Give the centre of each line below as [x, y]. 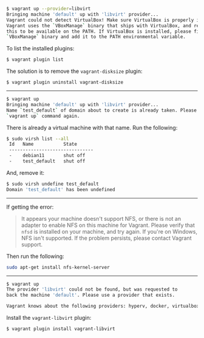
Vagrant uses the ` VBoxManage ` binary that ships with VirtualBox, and [99, 25]
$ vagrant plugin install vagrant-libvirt [61, 329]
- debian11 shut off [47, 156]
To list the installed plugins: [40, 49]
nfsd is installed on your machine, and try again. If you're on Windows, [109, 231]
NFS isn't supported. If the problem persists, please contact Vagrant [106, 238]
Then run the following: [36, 256]
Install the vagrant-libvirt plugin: [49, 318]
